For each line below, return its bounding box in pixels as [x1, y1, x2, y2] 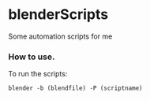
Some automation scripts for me [8, 31, 113, 41]
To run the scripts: [8, 69, 68, 79]
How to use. [8, 51, 55, 62]
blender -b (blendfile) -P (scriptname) [8, 84, 144, 92]
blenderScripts [8, 6, 109, 24]
